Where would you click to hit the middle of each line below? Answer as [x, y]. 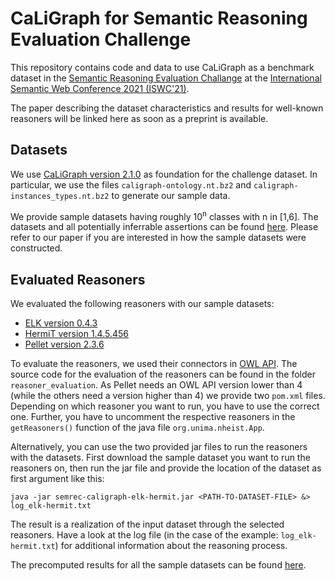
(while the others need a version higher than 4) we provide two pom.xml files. [168, 396]
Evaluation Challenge [101, 39]
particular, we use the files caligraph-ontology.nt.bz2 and [131, 184]
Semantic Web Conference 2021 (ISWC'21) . [100, 88]
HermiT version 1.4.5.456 [77, 334]
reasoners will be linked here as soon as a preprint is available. [139, 118]
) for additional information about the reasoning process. [171, 546]
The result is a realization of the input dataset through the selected [147, 524]
